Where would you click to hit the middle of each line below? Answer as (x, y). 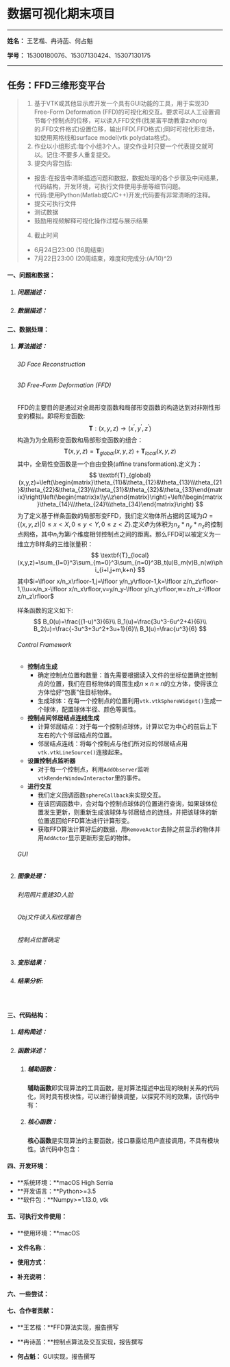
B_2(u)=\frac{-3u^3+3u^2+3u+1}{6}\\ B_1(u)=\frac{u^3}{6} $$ (120, 628)
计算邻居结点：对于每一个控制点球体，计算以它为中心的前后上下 (127, 726)
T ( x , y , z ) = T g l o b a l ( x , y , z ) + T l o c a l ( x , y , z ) (120, 452)
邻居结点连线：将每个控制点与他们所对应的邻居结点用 (113, 743)
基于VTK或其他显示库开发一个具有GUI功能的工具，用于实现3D (122, 103)
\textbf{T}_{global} (125, 475)
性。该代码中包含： (54, 1149)
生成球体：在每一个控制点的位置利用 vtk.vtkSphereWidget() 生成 (127, 701)
